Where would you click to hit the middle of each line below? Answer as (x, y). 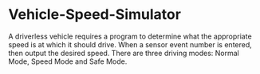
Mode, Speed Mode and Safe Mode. (68, 61)
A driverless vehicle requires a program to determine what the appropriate (130, 36)
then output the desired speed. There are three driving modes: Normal (124, 53)
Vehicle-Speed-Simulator (95, 15)
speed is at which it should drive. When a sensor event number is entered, (130, 44)
